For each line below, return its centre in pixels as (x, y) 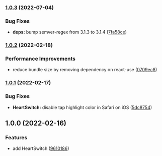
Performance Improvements (40, 59)
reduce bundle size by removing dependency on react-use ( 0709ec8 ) (85, 70)
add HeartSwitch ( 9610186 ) (41, 148)
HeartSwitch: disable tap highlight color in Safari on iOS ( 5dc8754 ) (82, 107)
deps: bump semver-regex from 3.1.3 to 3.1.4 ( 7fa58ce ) (70, 32)
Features (16, 137)
